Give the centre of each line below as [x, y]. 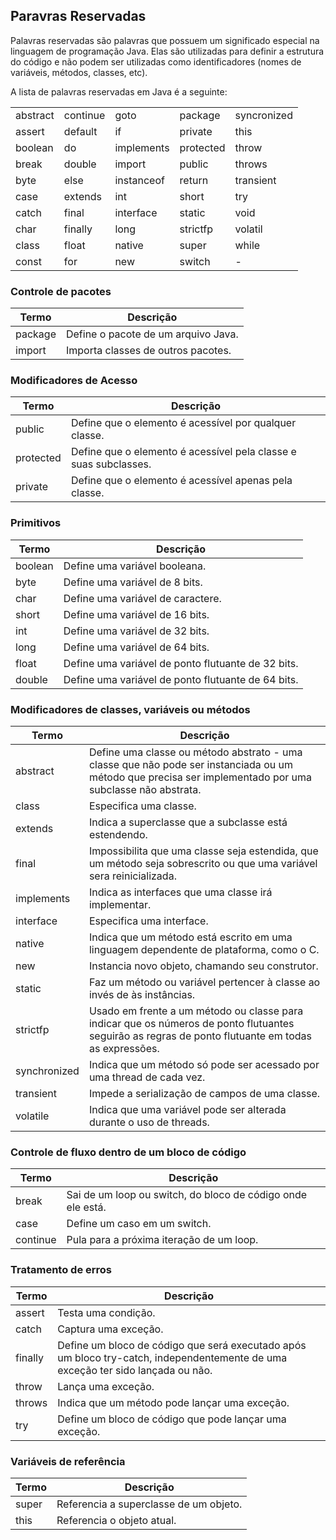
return [194, 180]
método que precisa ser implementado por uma [200, 777]
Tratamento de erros [61, 1270]
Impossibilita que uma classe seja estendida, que [203, 851]
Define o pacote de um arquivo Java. [152, 334]
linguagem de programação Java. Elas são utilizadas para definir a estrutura [167, 51]
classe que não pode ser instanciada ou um [190, 764]
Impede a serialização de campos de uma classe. [204, 1093]
